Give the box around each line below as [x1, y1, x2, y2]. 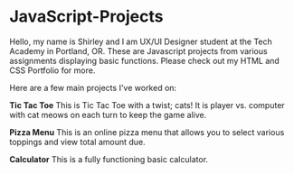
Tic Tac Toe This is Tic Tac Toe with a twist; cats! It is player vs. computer [9, 99, 285, 110]
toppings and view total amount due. [9, 136, 147, 147]
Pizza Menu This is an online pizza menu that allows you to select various [9, 126, 285, 137]
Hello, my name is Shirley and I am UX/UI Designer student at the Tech [9, 36, 273, 47]
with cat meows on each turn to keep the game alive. [9, 109, 207, 120]
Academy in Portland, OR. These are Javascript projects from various [9, 45, 269, 56]
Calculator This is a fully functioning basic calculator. [9, 153, 209, 164]
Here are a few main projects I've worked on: [9, 82, 177, 93]
